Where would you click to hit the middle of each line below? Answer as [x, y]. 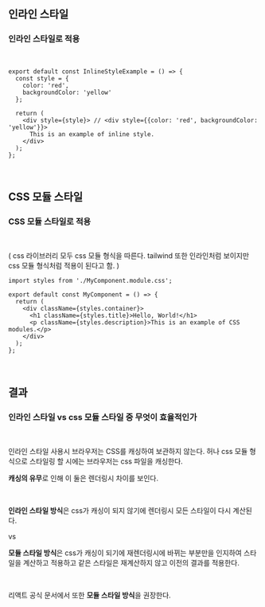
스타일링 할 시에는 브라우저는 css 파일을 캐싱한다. [106, 461]
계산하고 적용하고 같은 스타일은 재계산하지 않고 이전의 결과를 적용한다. [131, 563]
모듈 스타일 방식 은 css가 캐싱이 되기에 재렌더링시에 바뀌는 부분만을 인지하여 [125, 553]
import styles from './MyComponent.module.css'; [90, 281]
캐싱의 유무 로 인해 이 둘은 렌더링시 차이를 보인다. [84, 478]
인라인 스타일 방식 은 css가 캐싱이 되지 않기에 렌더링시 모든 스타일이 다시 [120, 511]
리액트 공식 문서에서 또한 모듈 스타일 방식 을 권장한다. [90, 595]
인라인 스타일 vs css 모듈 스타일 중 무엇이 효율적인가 [103, 417]
